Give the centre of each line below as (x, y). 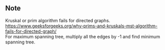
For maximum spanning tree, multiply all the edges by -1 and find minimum (83, 36)
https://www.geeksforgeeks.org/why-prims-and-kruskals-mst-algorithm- (81, 26)
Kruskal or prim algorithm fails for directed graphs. (58, 20)
